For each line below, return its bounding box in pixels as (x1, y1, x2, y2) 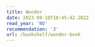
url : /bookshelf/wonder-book (6, 32, 81, 38)
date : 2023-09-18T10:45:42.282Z (6, 15, 89, 21)
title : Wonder (6, 9, 43, 15)
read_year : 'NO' (6, 20, 48, 26)
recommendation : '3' (6, 26, 59, 32)
